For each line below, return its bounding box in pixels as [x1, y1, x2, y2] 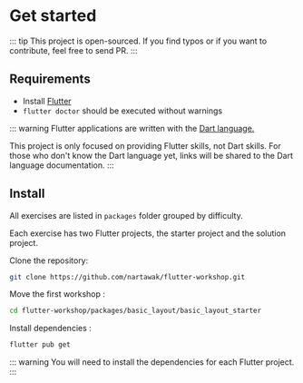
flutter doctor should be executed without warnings [22, 105, 223, 116]
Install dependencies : [9, 323, 93, 334]
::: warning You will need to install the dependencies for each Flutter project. [9, 357, 295, 368]
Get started [9, 5, 97, 26]
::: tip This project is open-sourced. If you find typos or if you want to [9, 35, 268, 46]
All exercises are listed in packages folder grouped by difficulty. [9, 210, 243, 221]
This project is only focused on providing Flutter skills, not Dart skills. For [9, 140, 281, 151]
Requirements [9, 72, 91, 87]
